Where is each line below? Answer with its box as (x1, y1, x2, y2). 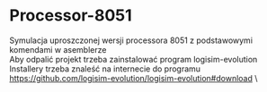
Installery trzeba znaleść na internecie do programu (9, 63, 200, 74)
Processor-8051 (9, 5, 132, 26)
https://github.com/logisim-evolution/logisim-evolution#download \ (9, 72, 258, 83)
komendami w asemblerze (9, 44, 107, 54)
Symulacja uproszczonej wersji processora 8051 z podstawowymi (9, 35, 254, 46)
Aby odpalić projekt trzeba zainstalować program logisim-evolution (9, 54, 258, 64)
